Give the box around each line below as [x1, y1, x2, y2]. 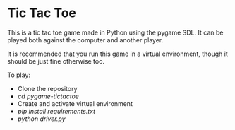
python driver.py [17, 114, 66, 123]
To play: [7, 71, 30, 79]
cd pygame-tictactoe [17, 92, 80, 100]
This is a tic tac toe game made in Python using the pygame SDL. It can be [7, 28, 224, 37]
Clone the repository [17, 84, 78, 93]
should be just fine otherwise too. [7, 57, 104, 65]
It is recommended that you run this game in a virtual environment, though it [7, 49, 228, 58]
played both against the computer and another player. [7, 35, 164, 44]
